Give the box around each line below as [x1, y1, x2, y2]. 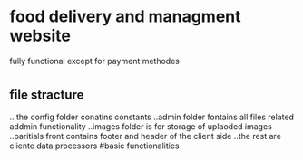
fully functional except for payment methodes [9, 55, 180, 66]
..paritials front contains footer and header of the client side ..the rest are [9, 130, 281, 141]
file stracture [9, 88, 84, 103]
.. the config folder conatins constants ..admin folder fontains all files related [9, 111, 295, 122]
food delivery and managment [9, 6, 242, 27]
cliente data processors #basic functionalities [9, 140, 180, 151]
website [9, 25, 71, 46]
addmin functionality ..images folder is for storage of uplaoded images [9, 120, 272, 132]
